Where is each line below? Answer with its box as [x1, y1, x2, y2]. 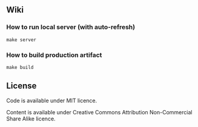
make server [6, 36, 36, 43]
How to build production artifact [6, 51, 102, 59]
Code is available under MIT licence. [6, 97, 97, 104]
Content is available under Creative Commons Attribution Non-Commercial [6, 108, 193, 116]
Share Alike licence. [6, 115, 56, 122]
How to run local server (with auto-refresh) [6, 23, 135, 31]
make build [6, 64, 34, 70]
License [6, 81, 37, 91]
